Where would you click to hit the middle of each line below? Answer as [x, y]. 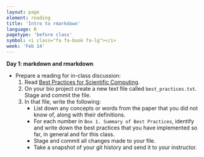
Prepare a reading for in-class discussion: [68, 75]
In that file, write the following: [62, 101]
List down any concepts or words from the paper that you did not [115, 108]
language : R [21, 29]
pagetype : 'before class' [39, 35]
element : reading [28, 18]
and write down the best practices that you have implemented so [115, 128]
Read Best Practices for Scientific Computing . [82, 82]
